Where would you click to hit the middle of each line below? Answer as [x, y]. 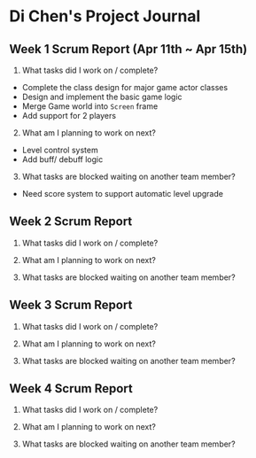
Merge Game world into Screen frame [90, 106]
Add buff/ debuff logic [62, 159]
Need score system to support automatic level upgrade [123, 194]
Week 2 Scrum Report [71, 222]
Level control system [60, 150]
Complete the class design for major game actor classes [125, 87]
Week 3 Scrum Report [71, 305]
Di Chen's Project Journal [105, 16]
